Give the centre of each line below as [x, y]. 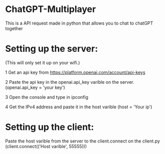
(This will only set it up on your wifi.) [43, 62]
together [14, 28]
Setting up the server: [52, 49]
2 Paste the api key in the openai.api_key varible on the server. [70, 82]
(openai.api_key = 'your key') [35, 87]
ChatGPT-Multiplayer [51, 9]
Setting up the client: [50, 127]
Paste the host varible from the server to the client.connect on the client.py [83, 141]
